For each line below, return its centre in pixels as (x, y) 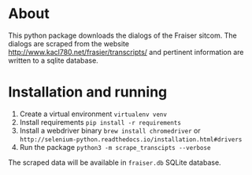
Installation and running (88, 92)
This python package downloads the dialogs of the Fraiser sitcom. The (123, 35)
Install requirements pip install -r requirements (100, 122)
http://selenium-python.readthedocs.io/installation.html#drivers (131, 139)
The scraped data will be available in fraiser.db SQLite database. (115, 162)
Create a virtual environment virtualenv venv (93, 114)
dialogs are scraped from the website (69, 43)
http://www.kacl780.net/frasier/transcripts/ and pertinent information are (126, 52)
